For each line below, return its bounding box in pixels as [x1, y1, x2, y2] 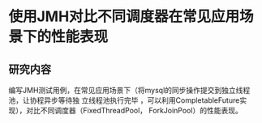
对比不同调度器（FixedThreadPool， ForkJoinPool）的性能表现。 [25, 106, 243, 115]
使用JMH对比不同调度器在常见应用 [8, 7, 240, 26]
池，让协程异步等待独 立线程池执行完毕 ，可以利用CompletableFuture [8, 95, 240, 105]
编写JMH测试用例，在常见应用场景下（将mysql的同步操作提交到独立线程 [8, 86, 251, 95]
